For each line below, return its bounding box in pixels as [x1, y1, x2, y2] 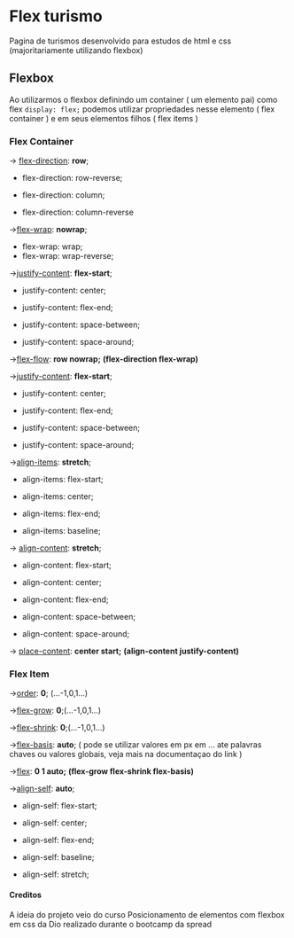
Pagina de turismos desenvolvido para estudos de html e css [9, 35, 232, 46]
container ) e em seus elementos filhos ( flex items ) [9, 113, 199, 123]
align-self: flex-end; [21, 835, 95, 846]
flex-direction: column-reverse [21, 207, 135, 218]
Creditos [9, 889, 43, 900]
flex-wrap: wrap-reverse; [21, 251, 114, 262]
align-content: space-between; [21, 612, 135, 622]
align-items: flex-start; [21, 474, 104, 485]
